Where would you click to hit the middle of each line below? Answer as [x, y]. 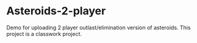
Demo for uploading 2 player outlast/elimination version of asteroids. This [99, 27]
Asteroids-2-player [56, 11]
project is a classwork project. [44, 33]
